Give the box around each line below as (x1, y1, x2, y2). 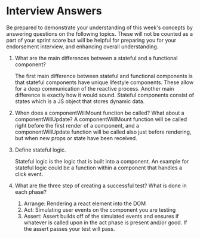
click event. (14, 170, 44, 177)
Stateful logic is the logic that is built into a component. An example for (14, 157, 189, 165)
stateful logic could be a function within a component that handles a (14, 164, 183, 171)
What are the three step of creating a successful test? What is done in (14, 182, 187, 189)
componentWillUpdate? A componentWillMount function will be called (14, 115, 187, 123)
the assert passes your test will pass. (23, 225, 115, 232)
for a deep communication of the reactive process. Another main (14, 85, 174, 92)
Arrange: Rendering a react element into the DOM (23, 200, 146, 207)
